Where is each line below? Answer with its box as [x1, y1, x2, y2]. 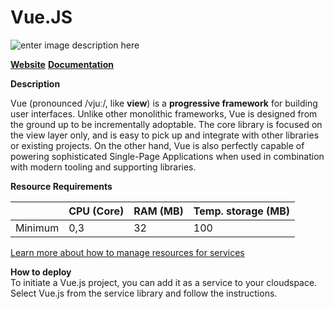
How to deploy [10, 266, 72, 278]
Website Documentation [10, 58, 114, 70]
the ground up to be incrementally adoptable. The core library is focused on [10, 118, 323, 130]
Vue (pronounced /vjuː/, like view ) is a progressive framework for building [10, 97, 318, 109]
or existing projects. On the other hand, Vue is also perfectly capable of [10, 139, 305, 151]
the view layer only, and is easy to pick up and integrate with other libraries [10, 129, 320, 141]
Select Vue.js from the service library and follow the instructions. [10, 287, 278, 299]
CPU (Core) [68, 204, 125, 218]
